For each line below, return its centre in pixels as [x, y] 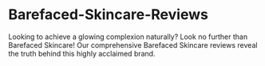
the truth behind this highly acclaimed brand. [82, 53]
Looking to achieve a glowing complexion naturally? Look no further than [128, 37]
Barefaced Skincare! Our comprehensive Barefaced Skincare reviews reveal [133, 45]
